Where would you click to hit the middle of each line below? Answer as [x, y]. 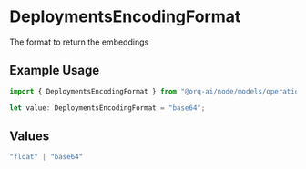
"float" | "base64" [46, 157]
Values [30, 136]
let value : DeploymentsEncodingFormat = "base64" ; [107, 108]
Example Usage [55, 70]
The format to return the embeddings [79, 42]
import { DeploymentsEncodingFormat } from [93, 91]
